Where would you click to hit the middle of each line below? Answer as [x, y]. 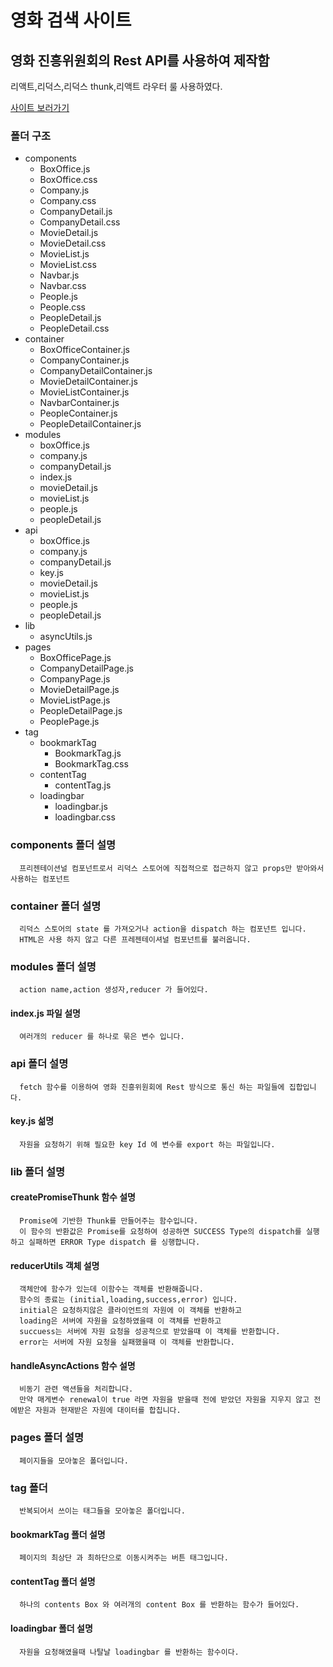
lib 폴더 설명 [38, 1171]
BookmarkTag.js [88, 753]
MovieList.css [68, 265]
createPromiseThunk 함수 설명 [73, 1197]
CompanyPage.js [75, 679]
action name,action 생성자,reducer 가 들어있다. [114, 990]
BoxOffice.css [68, 180]
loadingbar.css [85, 817]
